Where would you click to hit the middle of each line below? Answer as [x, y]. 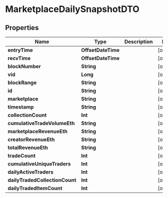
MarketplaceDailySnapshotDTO [72, 9]
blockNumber [24, 66]
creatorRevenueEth [31, 139]
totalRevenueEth [28, 147]
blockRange [22, 82]
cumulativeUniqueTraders [39, 164]
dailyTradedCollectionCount [42, 180]
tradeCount [22, 156]
